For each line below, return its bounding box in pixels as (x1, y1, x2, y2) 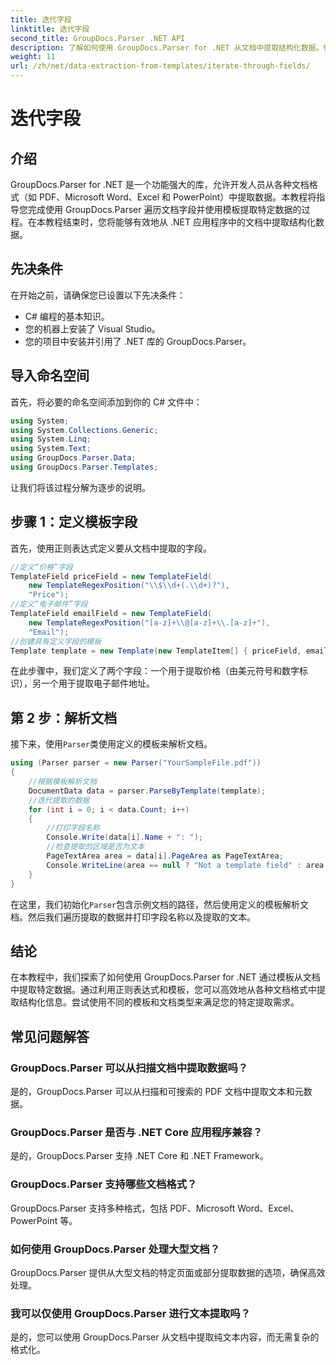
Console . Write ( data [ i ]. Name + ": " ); (46, 832, 203, 843)
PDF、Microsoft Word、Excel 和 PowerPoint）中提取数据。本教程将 (38, 191, 317, 203)
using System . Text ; (10, 444, 92, 454)
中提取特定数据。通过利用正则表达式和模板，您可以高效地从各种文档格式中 (10, 984, 317, 996)
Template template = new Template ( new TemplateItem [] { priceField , (10, 646, 302, 656)
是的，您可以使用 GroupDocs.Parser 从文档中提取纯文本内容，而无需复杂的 (10, 1331, 320, 1343)
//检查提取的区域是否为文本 (46, 842, 145, 852)
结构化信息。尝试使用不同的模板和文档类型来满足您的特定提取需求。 (18, 996, 300, 1008)
